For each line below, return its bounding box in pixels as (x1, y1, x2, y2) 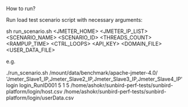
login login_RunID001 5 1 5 (6, 82, 69, 89)
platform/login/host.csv (6, 88, 63, 95)
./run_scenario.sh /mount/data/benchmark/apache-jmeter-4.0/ (6, 69, 158, 76)
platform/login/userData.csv (6, 94, 75, 101)
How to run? (6, 5, 36, 12)
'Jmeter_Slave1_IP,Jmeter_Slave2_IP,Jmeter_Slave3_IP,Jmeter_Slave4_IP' (6, 76, 183, 82)
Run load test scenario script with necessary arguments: (6, 16, 143, 23)
